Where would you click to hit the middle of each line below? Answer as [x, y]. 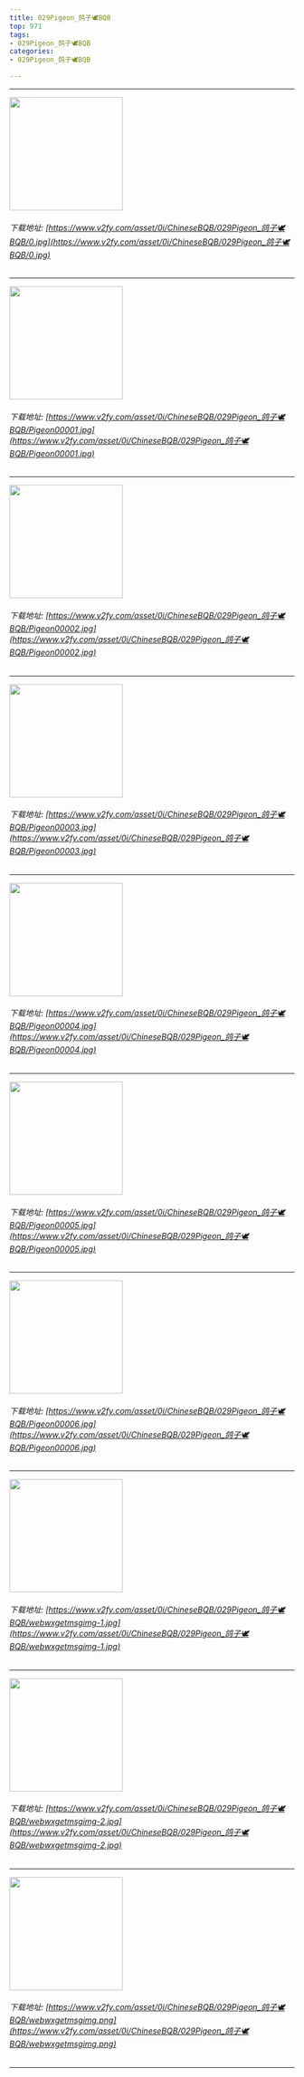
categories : [32, 52]
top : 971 [26, 26]
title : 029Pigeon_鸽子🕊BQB [60, 18]
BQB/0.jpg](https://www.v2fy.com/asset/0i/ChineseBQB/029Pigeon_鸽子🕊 [150, 242]
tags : [19, 34]
